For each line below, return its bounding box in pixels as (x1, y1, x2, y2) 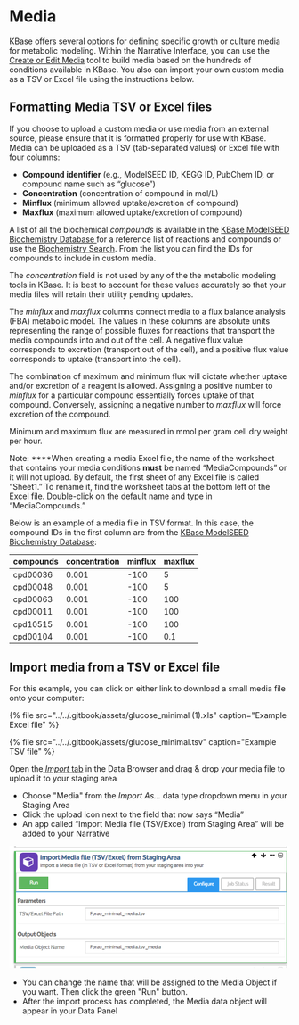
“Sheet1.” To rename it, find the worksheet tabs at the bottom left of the (9, 481, 271, 492)
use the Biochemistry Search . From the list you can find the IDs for (9, 243, 253, 253)
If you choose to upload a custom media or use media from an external (9, 123, 270, 134)
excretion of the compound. (9, 409, 111, 419)
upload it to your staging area (9, 773, 117, 784)
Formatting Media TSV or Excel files (9, 100, 212, 115)
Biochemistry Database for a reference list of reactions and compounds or (9, 234, 282, 244)
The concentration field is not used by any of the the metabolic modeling (9, 269, 277, 280)
